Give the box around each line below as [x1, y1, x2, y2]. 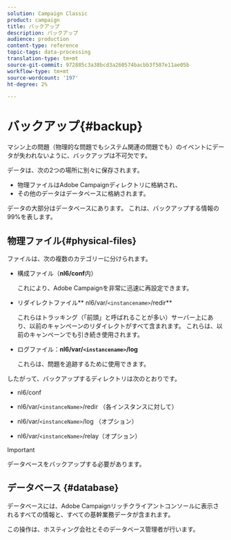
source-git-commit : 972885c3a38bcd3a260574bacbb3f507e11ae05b [7, 61, 190, 68]
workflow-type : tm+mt [7, 68, 70, 75]
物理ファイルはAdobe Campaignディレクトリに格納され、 [17, 181, 181, 189]
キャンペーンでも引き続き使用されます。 [29, 331, 143, 338]
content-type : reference [7, 42, 79, 49]
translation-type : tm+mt [7, 55, 79, 62]
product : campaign [7, 17, 60, 23]
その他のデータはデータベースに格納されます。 [17, 189, 150, 197]
